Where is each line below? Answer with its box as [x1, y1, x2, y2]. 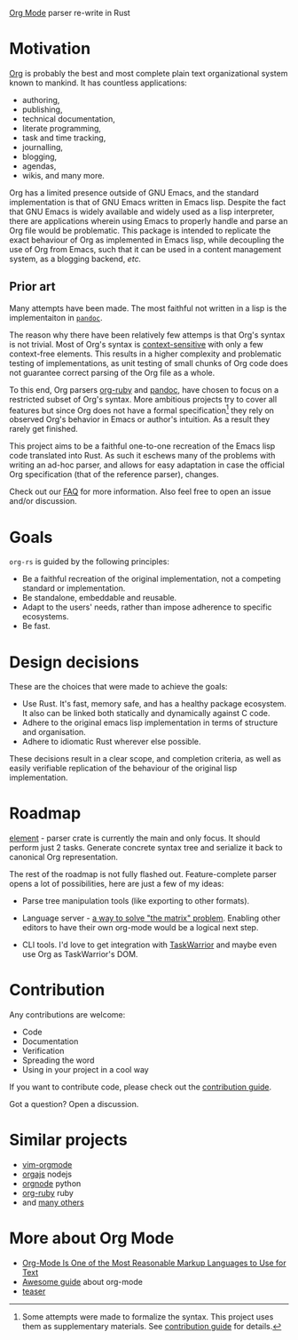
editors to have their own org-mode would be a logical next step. [21, 922, 259, 933]
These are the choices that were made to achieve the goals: [9, 682, 228, 692]
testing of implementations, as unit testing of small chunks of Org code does [9, 357, 288, 368]
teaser [21, 1286, 46, 1296]
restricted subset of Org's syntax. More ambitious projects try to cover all [9, 394, 278, 404]
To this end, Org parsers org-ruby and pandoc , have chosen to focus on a [9, 384, 279, 395]
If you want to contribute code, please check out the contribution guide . [9, 1081, 272, 1092]
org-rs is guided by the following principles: [9, 556, 170, 567]
